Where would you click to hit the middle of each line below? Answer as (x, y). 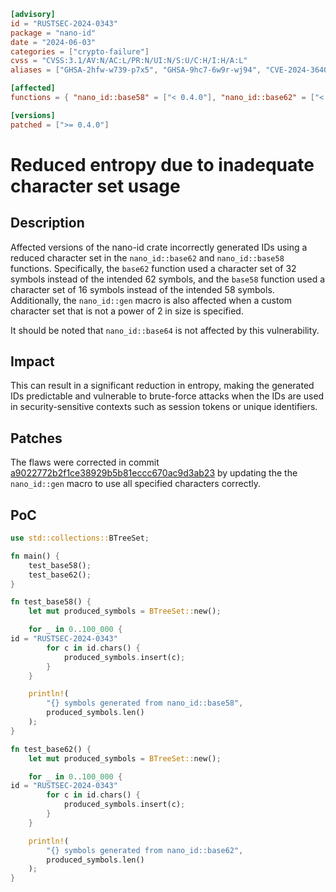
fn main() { (35, 556)
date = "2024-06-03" (53, 42)
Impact (32, 361)
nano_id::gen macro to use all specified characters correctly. (136, 484)
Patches (36, 438)
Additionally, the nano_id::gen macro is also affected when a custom (151, 300)
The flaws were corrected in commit (85, 462)
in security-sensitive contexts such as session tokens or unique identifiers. (164, 407)
